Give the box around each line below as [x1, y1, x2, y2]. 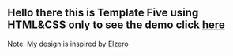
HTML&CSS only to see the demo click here [7, 19, 226, 32]
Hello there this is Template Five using [7, 6, 199, 19]
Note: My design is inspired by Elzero [7, 39, 129, 48]
